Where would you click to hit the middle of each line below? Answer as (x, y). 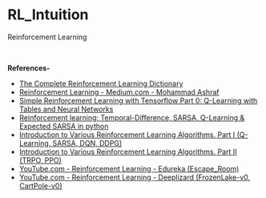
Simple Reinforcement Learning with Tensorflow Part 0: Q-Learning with (138, 100)
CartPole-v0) (41, 185)
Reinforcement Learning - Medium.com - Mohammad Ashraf (119, 92)
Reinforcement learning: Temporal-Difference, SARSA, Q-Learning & (132, 117)
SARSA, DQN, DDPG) (87, 143)
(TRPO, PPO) (40, 160)
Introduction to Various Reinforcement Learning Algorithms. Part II (128, 152)
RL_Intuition (48, 15)
